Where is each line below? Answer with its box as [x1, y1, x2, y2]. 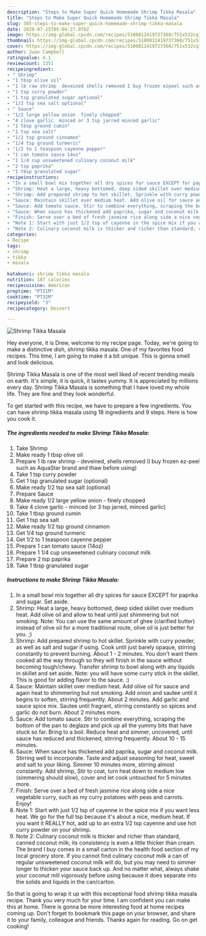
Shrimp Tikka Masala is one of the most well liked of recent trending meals [7, 370, 195, 378]
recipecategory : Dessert [7, 305, 70, 312]
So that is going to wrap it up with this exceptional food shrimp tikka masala [7, 890, 197, 897]
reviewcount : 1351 [7, 60, 54, 66]
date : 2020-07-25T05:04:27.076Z [7, 26, 89, 33]
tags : [7, 243, 21, 249]
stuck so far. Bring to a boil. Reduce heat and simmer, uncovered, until [15, 728, 193, 736]
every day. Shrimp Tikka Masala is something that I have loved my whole [7, 384, 190, 391]
